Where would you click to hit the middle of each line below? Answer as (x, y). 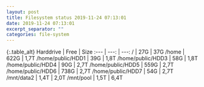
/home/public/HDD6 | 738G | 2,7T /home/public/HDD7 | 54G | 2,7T (90, 71)
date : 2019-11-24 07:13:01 (40, 23)
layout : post (23, 12)
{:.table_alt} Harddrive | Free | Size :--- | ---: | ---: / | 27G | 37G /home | (96, 52)
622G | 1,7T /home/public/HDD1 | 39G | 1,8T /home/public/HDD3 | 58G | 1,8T (102, 58)
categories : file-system (38, 35)
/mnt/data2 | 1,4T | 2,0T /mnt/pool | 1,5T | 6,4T (65, 78)
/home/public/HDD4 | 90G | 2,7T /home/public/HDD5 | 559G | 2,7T (90, 65)
